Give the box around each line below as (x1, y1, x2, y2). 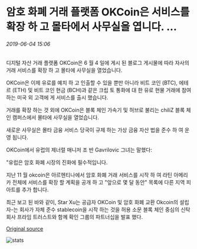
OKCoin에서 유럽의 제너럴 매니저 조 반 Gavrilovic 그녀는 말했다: (6, 146, 152, 153)
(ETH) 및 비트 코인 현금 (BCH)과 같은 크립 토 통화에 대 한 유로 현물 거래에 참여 (12, 87, 192, 94)
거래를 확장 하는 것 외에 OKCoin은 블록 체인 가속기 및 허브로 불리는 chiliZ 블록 (6, 107, 185, 114)
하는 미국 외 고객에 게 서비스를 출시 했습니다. (6, 94, 109, 101)
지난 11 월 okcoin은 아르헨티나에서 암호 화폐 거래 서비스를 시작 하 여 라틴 (6, 172, 173, 179)
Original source (6, 225, 44, 232)
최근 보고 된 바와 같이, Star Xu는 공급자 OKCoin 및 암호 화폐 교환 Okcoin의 (6, 199, 179, 206)
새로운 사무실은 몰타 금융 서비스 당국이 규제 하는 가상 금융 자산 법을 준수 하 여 (6, 126, 184, 133)
